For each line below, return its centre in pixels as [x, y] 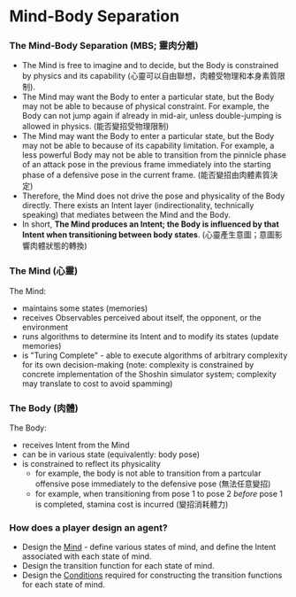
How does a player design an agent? [88, 527]
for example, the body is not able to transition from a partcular [148, 473]
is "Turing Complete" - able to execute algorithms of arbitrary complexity [155, 355]
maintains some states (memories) [85, 308]
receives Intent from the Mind [76, 446]
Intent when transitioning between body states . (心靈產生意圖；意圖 [148, 235]
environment [45, 327]
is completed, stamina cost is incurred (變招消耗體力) [132, 504]
